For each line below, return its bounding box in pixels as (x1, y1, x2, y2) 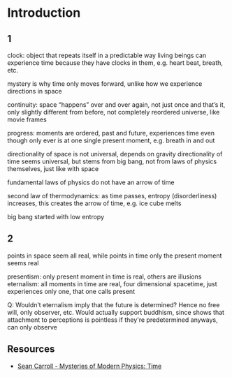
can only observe (7, 323, 57, 331)
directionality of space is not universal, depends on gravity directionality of (7, 150, 223, 158)
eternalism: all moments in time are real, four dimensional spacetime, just (7, 279, 218, 288)
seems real (7, 258, 39, 267)
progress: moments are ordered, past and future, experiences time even (7, 129, 215, 137)
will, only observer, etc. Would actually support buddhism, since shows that (7, 308, 225, 316)
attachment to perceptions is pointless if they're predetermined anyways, (7, 316, 218, 324)
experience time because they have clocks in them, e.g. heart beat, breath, (7, 59, 224, 67)
